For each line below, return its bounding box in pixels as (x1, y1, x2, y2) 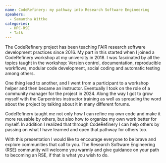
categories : (5, 21, 30, 26)
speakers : (5, 12, 26, 17)
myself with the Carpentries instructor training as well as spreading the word (5, 96, 162, 102)
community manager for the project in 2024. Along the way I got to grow (5, 90, 153, 96)
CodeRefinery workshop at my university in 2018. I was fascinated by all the (5, 55, 160, 60)
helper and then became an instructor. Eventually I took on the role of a (5, 85, 150, 91)
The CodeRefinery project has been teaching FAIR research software (5, 44, 146, 50)
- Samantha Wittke (9, 16, 48, 21)
